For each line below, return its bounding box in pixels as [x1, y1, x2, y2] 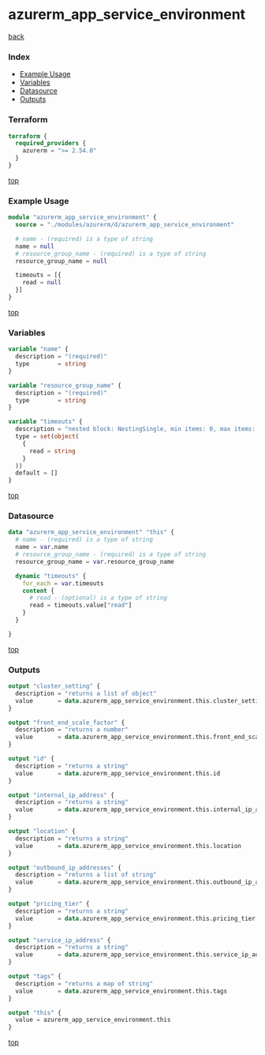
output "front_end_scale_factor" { [8, 719, 125, 726]
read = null [22, 279, 62, 287]
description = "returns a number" [15, 726, 129, 734]
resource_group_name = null [15, 257, 108, 265]
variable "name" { [8, 345, 69, 353]
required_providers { [15, 140, 87, 148]
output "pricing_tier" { [8, 900, 90, 908]
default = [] [15, 469, 58, 477]
